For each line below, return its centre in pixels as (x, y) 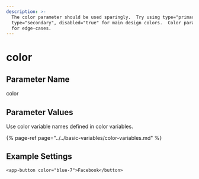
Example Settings (39, 157)
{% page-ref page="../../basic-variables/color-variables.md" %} (84, 138)
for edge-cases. (31, 28)
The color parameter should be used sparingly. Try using (86, 17)
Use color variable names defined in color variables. (70, 127)
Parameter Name (38, 79)
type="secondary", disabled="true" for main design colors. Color (97, 23)
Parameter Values (40, 112)
